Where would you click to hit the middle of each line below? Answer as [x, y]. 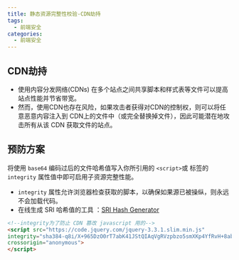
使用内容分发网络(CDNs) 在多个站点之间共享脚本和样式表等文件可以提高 [123, 89]
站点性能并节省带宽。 [49, 98]
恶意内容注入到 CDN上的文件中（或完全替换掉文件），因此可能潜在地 [124, 116]
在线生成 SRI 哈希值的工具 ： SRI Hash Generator [89, 210]
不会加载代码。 [39, 200]
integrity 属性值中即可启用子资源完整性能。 [73, 177]
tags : [15, 21]
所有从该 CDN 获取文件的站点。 [70, 124]
